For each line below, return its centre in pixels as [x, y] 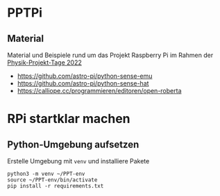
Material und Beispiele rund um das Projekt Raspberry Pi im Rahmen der [110, 55]
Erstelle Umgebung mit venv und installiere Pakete [78, 161]
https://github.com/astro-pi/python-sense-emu [85, 76]
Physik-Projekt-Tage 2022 [44, 63]
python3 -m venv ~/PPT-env [46, 174]
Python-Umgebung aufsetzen [73, 144]
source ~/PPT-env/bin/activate [52, 180]
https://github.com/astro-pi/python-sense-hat [83, 83]
